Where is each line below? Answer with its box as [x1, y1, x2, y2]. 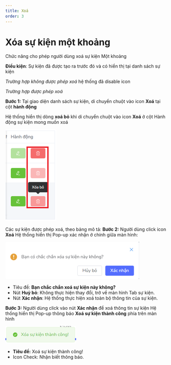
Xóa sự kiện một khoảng [5, 36, 111, 48]
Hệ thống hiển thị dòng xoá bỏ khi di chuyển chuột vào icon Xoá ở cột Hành [5, 114, 165, 120]
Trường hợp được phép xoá [5, 89, 63, 95]
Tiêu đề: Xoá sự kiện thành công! [12, 349, 83, 355]
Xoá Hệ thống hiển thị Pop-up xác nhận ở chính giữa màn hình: [5, 232, 138, 238]
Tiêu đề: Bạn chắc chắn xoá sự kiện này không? [12, 284, 116, 290]
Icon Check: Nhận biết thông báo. [12, 354, 84, 360]
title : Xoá [5, 8, 29, 13]
